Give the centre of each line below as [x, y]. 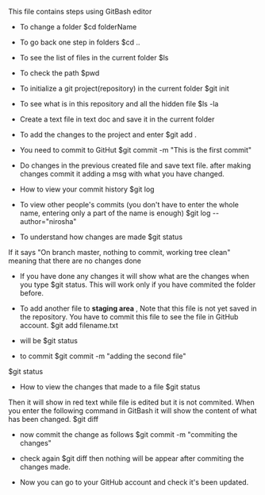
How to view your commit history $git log [87, 189]
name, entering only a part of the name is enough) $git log [115, 213]
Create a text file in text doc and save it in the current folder [117, 119]
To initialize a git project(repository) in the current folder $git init [125, 88]
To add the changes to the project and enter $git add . [108, 135]
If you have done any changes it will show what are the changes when [134, 276]
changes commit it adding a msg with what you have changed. [122, 174]
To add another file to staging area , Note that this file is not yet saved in [138, 308]
